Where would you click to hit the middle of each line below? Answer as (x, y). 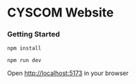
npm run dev (24, 61)
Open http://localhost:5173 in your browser (68, 73)
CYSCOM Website (60, 13)
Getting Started (33, 34)
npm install (24, 49)
